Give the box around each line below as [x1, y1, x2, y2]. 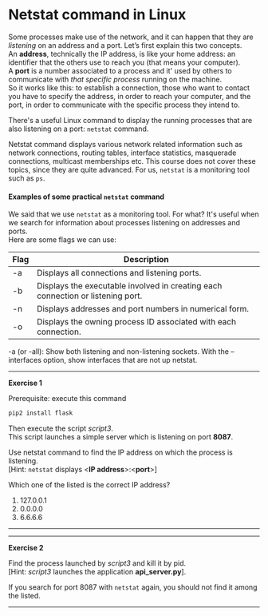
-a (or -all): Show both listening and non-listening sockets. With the [8, 347, 230, 356]
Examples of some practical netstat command [8, 192, 165, 201]
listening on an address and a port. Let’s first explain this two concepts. [8, 40, 242, 50]
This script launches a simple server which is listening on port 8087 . [8, 432, 234, 442]
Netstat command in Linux [8, 6, 187, 24]
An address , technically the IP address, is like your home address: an [8, 49, 236, 58]
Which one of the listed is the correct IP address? [8, 480, 171, 490]
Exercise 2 [8, 543, 44, 553]
